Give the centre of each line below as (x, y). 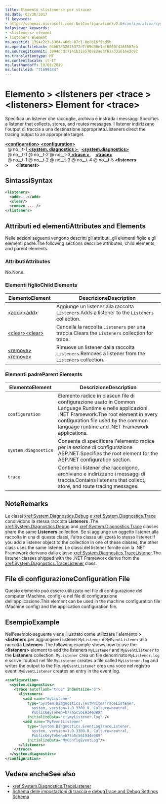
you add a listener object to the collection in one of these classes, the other (82, 542)
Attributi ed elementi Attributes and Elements (75, 226)
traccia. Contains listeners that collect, (102, 480)
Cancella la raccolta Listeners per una (101, 327)
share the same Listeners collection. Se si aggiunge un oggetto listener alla (82, 532)
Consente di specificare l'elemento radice (106, 441)
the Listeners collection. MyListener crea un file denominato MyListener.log (82, 655)
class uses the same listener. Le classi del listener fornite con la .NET (75, 547)
